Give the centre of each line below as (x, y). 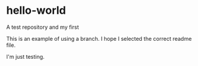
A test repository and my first (43, 27)
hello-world (36, 10)
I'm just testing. (25, 56)
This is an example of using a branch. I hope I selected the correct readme (99, 38)
